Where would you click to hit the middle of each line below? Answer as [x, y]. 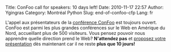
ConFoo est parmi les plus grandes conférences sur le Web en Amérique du [85, 28]
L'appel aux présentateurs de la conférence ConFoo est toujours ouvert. [81, 22]
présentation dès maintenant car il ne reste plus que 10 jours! [70, 44]
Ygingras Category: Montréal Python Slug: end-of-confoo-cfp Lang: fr [79, 13]
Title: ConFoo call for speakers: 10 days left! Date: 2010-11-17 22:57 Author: [84, 7]
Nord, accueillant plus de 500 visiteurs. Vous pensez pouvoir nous [75, 33]
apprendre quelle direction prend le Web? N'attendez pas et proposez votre [85, 38]
